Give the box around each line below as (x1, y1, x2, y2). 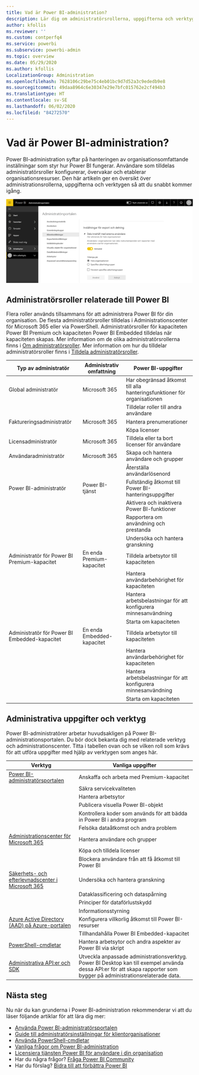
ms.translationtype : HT (6, 91, 65, 97)
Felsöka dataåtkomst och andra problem (79, 824, 177, 831)
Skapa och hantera (126, 449, 172, 456)
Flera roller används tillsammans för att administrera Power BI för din (6, 310, 174, 317)
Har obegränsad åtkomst (126, 377, 187, 384)
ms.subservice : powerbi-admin (6, 47, 81, 53)
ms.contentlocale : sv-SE (6, 97, 68, 103)
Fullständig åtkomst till (126, 478, 181, 485)
